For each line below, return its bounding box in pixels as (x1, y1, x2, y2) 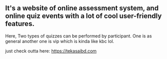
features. (5, 19, 35, 28)
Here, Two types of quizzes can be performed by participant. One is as (5, 32, 152, 39)
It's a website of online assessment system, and (5, 4, 159, 12)
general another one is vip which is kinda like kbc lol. (5, 38, 114, 44)
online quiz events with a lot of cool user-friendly (5, 12, 162, 20)
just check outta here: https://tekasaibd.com (5, 47, 97, 54)
